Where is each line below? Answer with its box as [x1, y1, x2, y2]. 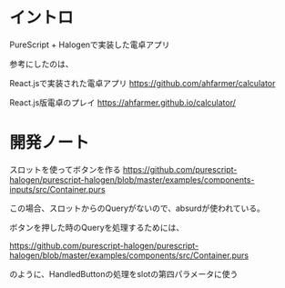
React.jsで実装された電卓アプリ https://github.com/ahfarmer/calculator [9, 77, 276, 88]
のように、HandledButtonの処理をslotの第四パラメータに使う [9, 268, 239, 279]
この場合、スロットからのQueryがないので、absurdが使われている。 [9, 203, 266, 214]
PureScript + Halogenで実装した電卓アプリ [9, 39, 170, 50]
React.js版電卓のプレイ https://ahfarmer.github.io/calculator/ [9, 96, 237, 108]
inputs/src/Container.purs [9, 184, 107, 194]
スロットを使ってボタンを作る [9, 164, 121, 174]
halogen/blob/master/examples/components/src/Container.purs [9, 250, 249, 261]
